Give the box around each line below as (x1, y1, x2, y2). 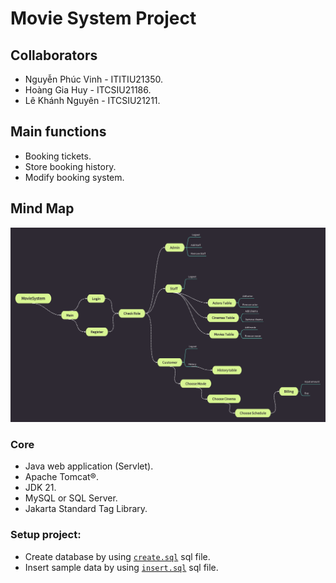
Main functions (10, 123, 107, 141)
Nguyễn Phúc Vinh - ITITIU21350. (24, 73, 163, 85)
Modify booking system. (24, 171, 125, 183)
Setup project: (10, 528, 82, 542)
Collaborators (10, 47, 98, 64)
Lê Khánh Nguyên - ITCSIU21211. (24, 95, 161, 106)
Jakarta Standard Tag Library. (24, 503, 148, 515)
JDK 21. (24, 482, 57, 494)
